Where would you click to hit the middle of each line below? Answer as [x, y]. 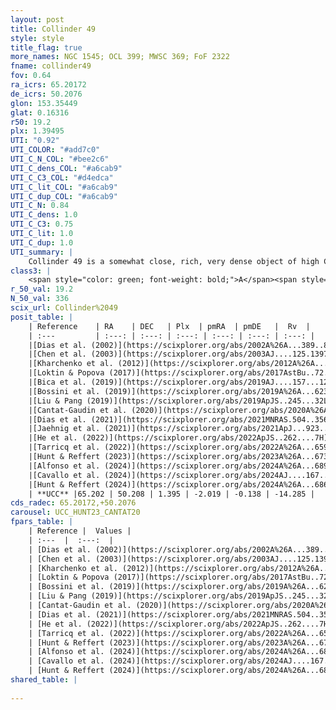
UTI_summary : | [42, 252]
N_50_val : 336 [40, 299]
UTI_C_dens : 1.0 [44, 215]
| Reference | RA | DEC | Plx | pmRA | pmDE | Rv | [169, 326]
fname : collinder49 [51, 66]
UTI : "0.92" [35, 141]
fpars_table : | [42, 522]
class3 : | [31, 271]
